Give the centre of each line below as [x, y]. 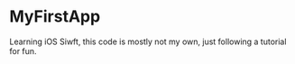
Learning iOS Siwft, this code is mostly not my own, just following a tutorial [148, 41]
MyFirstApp [55, 17]
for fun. [23, 50]
